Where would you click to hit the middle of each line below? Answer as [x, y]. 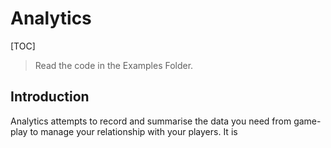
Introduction [50, 97]
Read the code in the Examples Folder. [114, 65]
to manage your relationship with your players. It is [133, 131]
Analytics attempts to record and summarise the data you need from [151, 121]
